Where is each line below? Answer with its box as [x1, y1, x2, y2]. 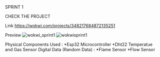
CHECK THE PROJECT [5, 14, 51, 19]
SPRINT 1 [5, 4, 23, 10]
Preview [5, 32, 21, 38]
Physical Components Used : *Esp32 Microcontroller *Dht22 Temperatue [5, 42, 153, 47]
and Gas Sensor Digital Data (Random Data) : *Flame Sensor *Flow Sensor [5, 47, 156, 52]
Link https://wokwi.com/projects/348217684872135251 [5, 23, 116, 28]
